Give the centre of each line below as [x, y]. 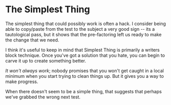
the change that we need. [32, 40]
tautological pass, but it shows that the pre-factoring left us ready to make [84, 34]
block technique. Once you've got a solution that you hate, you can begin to [85, 55]
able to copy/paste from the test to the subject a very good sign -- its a [80, 29]
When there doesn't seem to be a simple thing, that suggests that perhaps [84, 91]
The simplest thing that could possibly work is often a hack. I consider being [86, 24]
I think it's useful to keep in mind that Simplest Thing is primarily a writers [82, 50]
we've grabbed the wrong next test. [43, 97]
